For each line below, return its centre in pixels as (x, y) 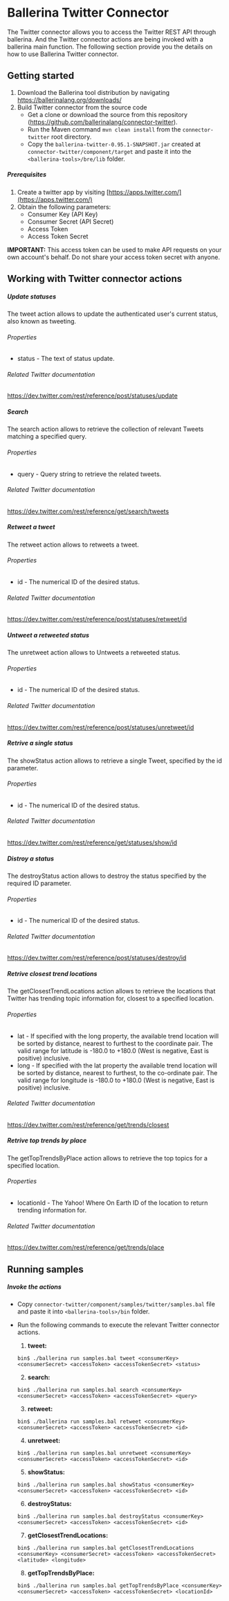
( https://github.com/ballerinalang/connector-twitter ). (102, 122)
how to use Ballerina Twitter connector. (63, 54)
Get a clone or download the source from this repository (108, 114)
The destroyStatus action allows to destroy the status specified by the (107, 876)
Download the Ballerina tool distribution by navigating (93, 92)
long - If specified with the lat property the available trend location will (117, 1065)
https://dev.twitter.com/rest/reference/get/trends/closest (88, 1124)
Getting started (41, 76)
